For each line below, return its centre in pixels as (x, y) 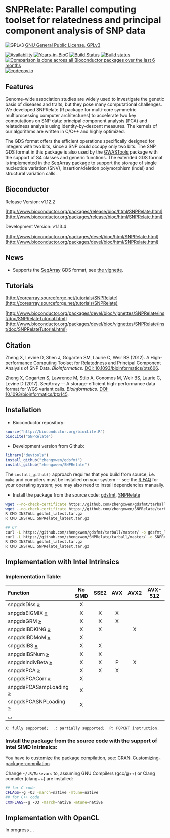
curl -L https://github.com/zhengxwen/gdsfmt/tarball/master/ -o (75, 532)
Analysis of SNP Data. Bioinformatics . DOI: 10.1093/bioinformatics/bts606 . (82, 368)
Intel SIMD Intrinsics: (31, 747)
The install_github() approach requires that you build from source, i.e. (80, 474)
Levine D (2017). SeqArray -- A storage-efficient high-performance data (80, 383)
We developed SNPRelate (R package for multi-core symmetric (71, 109)
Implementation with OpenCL (52, 817)
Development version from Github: (48, 446)
